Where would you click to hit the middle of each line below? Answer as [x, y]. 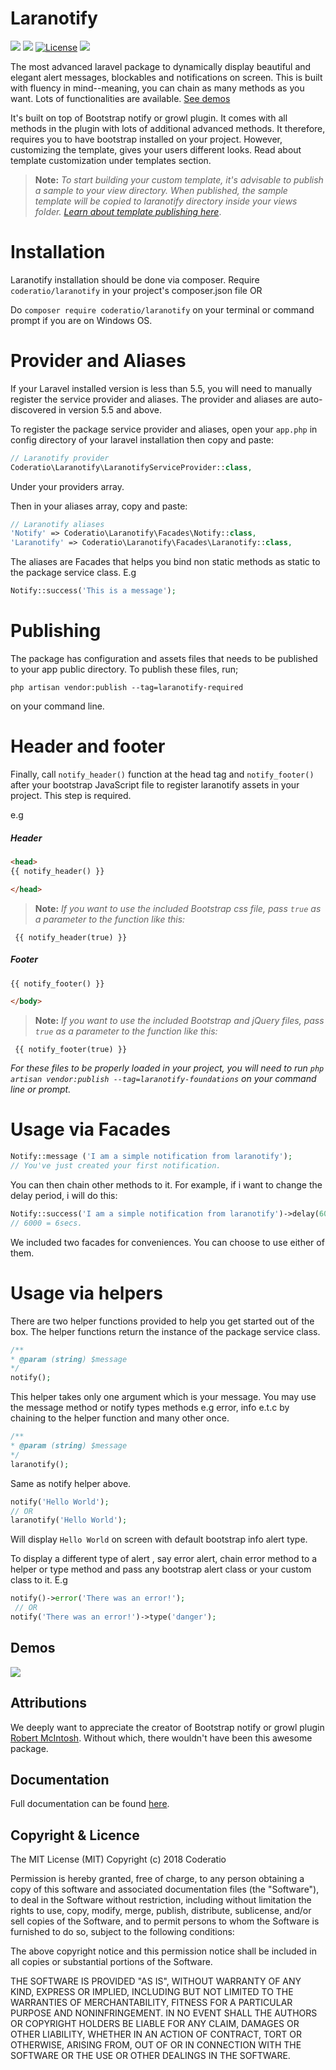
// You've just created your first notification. [116, 1166]
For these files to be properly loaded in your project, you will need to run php [167, 1068]
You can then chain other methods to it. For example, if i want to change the [166, 1184]
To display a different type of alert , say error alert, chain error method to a [164, 1559]
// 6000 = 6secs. [46, 1223]
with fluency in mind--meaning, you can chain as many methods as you [157, 88]
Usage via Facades [90, 1129]
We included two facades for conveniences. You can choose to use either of [167, 1242]
